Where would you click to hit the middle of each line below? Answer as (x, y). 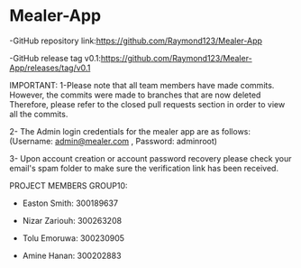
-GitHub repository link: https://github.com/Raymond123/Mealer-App (136, 41)
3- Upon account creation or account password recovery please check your (150, 158)
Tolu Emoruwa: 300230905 (73, 238)
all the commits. (39, 114)
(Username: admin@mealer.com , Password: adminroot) (114, 141)
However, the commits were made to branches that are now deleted (135, 95)
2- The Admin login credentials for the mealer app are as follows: (130, 131)
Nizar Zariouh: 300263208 (72, 220)
